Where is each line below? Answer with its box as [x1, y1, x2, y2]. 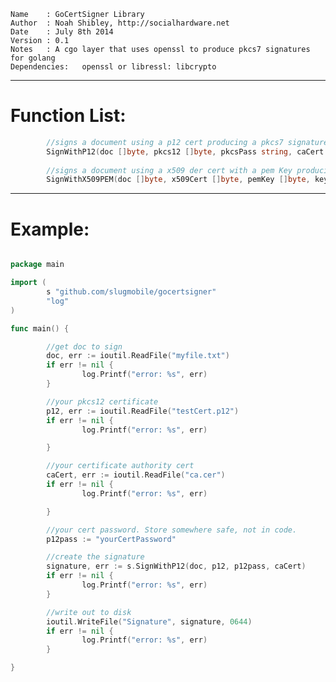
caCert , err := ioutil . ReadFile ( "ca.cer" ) [46, 470, 226, 480]
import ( [10, 278, 47, 288]
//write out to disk [46, 607, 132, 617]
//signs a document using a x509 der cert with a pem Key [46, 165, 293, 175]
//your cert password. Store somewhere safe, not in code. [46, 525, 298, 535]
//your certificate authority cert [46, 461, 195, 471]
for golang [10, 53, 56, 63]
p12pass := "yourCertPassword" [46, 534, 177, 544]
